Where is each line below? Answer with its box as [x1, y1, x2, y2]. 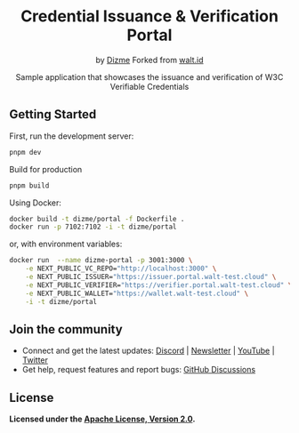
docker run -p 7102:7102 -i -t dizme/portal [9, 222, 177, 232]
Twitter [21, 355, 49, 365]
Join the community [9, 322, 123, 337]
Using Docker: [9, 197, 62, 208]
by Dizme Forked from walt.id [95, 54, 204, 65]
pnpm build [9, 180, 50, 190]
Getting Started [9, 107, 97, 122]
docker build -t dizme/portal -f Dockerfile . [9, 214, 185, 223]
